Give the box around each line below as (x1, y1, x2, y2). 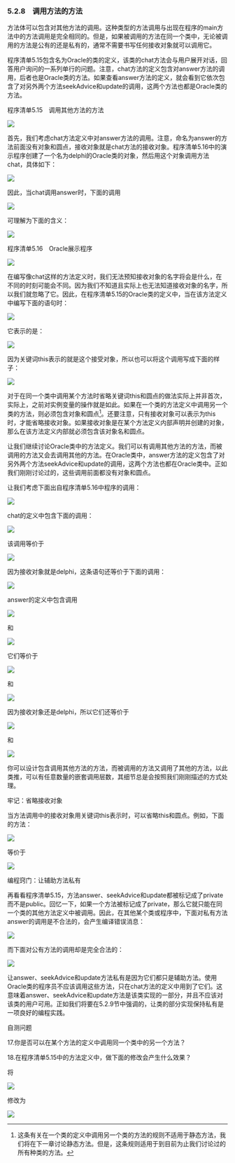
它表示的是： (7, 327, 44, 335)
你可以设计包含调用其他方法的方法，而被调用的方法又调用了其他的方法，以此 (7, 763, 228, 772)
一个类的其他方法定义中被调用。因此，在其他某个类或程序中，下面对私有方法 (7, 908, 228, 917)
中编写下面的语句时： (7, 299, 69, 307)
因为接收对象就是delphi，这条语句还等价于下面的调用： (7, 567, 166, 576)
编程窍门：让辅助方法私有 (7, 875, 81, 885)
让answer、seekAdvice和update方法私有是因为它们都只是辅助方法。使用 (7, 973, 218, 981)
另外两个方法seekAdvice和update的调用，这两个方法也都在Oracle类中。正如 (7, 459, 227, 468)
